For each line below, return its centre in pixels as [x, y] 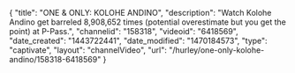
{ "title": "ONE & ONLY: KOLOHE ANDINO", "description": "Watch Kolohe [140, 13]
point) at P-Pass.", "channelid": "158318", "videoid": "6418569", [124, 31]
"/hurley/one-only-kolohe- [217, 50]
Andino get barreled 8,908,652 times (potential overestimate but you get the [148, 22]
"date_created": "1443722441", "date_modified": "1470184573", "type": [138, 40]
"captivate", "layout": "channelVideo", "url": [88, 50]
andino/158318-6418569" [55, 59]
